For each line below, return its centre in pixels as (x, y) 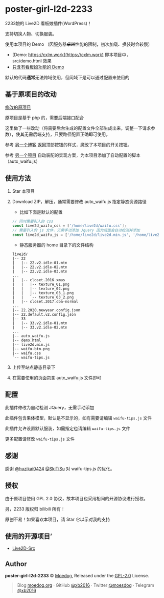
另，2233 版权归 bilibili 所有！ (35, 509)
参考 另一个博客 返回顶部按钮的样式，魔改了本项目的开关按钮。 (69, 145)
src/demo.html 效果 (32, 60)
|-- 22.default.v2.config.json (44, 315)
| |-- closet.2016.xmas (38, 280)
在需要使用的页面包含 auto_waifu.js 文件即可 (57, 378)
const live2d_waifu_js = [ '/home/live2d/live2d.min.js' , (71, 235)
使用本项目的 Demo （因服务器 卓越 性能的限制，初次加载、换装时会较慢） (79, 44)
